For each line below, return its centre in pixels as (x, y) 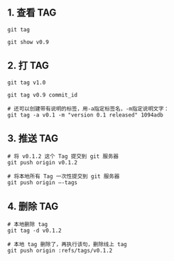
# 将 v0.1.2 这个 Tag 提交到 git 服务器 (63, 156)
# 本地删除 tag (28, 225)
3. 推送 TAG (33, 138)
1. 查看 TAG (32, 13)
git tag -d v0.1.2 (34, 231)
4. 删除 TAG (33, 206)
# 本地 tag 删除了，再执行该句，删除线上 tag (67, 245)
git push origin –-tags (43, 183)
